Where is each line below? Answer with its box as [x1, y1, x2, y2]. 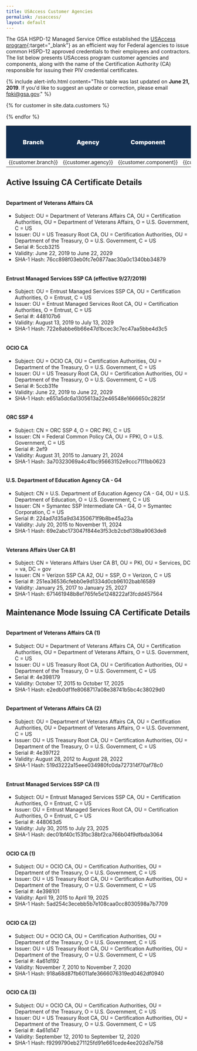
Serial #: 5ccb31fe [14, 382, 59, 389]
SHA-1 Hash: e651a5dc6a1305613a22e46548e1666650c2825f [14, 394, 165, 402]
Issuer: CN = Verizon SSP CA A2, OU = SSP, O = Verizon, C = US [14, 572, 171, 579]
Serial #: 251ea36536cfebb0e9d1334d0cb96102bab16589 [14, 578, 155, 585]
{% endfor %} [6, 113, 40, 120]
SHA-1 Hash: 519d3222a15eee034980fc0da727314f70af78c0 [14, 762, 163, 769]
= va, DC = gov [14, 566, 52, 573]
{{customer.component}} [118, 159, 178, 166]
